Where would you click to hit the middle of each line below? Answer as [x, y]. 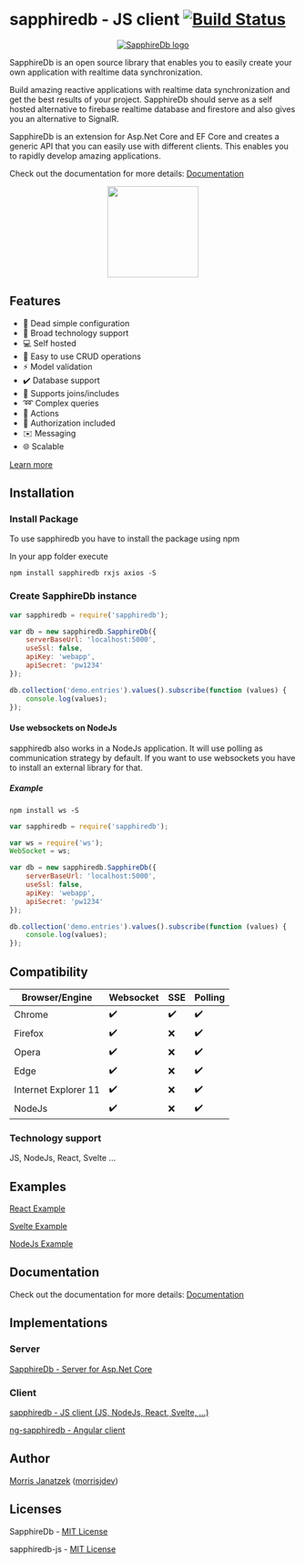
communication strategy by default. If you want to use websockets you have [152, 757]
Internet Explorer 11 [57, 1090]
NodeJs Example [41, 1244]
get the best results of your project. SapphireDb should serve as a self [141, 99]
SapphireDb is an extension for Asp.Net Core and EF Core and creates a [144, 136]
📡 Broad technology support [76, 333]
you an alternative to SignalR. [64, 118]
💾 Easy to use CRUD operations [81, 356]
